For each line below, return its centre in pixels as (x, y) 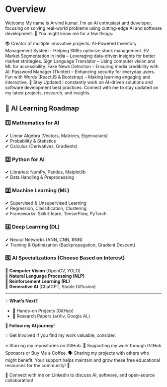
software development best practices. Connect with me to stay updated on (82, 87)
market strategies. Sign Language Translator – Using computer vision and (80, 61)
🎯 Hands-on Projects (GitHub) (43, 310)
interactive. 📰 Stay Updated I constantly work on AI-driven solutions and (79, 82)
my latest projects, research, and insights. (48, 92)
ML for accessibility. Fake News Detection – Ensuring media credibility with (82, 66)
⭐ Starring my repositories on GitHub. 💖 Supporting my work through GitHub (83, 345)
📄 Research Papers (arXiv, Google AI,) (51, 316)
